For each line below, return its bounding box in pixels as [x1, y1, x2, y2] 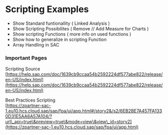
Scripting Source [5, 66, 40, 72]
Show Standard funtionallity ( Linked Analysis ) [12, 20, 110, 26]
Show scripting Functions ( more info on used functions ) [12, 31, 132, 37]
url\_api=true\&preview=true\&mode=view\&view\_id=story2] [5, 119, 132, 125]
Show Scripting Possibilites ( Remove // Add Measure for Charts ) [12, 25, 149, 31]
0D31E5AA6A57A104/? [5, 113, 52, 119]
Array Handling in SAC [12, 41, 60, 48]
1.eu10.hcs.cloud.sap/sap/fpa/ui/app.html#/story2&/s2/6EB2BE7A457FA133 [5, 108, 162, 114]
